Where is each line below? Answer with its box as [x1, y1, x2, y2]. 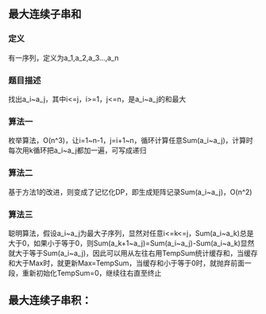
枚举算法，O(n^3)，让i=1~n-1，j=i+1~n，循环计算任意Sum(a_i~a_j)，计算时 [8, 136, 254, 145]
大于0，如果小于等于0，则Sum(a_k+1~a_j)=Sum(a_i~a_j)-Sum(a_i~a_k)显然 [8, 238, 255, 248]
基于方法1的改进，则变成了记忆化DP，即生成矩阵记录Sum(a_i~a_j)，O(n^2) [8, 187, 253, 196]
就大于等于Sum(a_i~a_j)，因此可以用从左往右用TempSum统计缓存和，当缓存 [8, 248, 258, 258]
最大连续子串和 [8, 7, 82, 21]
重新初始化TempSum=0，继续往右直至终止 [21, 268, 162, 277]
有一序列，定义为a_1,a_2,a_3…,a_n [8, 52, 119, 62]
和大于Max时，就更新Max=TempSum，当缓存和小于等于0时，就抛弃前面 [8, 258, 245, 268]
